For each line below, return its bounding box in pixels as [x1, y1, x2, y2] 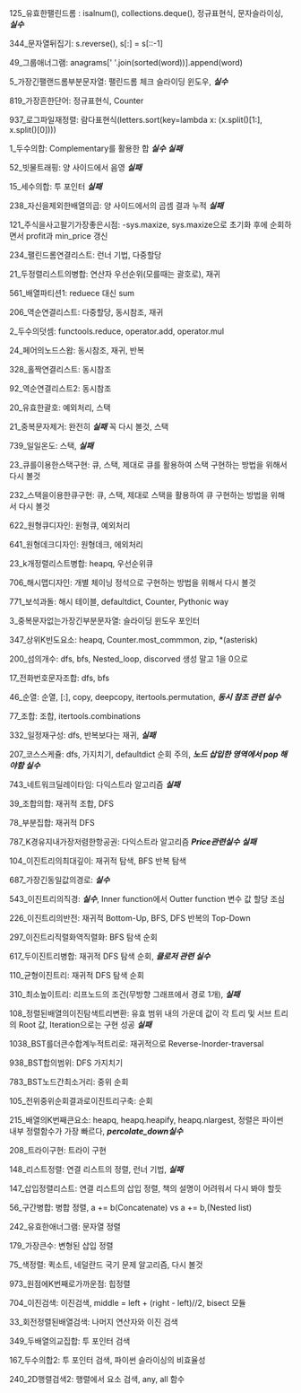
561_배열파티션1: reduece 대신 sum [9, 288, 135, 298]
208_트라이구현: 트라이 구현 [9, 1145, 107, 1155]
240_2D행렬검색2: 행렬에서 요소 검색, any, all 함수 [9, 1374, 185, 1384]
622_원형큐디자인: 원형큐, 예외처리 [9, 520, 131, 530]
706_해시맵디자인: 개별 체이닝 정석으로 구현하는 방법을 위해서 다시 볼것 [9, 577, 257, 588]
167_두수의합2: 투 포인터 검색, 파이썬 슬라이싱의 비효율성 [9, 1354, 206, 1365]
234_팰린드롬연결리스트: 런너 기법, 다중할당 [9, 250, 162, 260]
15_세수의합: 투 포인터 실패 [9, 181, 103, 191]
